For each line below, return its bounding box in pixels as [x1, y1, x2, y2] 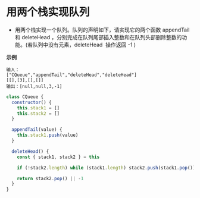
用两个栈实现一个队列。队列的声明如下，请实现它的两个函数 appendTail [14, 26, 190, 33]
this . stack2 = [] [17, 111, 60, 117]
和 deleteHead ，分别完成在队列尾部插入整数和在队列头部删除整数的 [14, 33, 182, 40]
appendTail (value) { [11, 127, 62, 133]
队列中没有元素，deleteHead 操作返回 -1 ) [32, 41, 136, 48]
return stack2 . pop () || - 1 [17, 175, 84, 181]
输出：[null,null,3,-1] [6, 83, 62, 89]
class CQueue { [6, 93, 44, 100]
